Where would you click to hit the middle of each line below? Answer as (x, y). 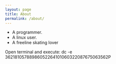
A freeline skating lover (35, 43)
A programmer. (27, 32)
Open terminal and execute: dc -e (39, 52)
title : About (18, 14)
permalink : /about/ (25, 18)
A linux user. (25, 37)
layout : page (18, 9)
